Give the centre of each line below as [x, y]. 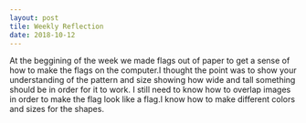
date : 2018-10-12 [42, 35]
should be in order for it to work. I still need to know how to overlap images [150, 90]
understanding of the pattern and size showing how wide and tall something [153, 80]
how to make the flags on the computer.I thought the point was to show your [153, 70]
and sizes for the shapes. [57, 109]
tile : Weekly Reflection [57, 26]
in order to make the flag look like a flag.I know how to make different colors [152, 99]
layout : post [34, 18]
